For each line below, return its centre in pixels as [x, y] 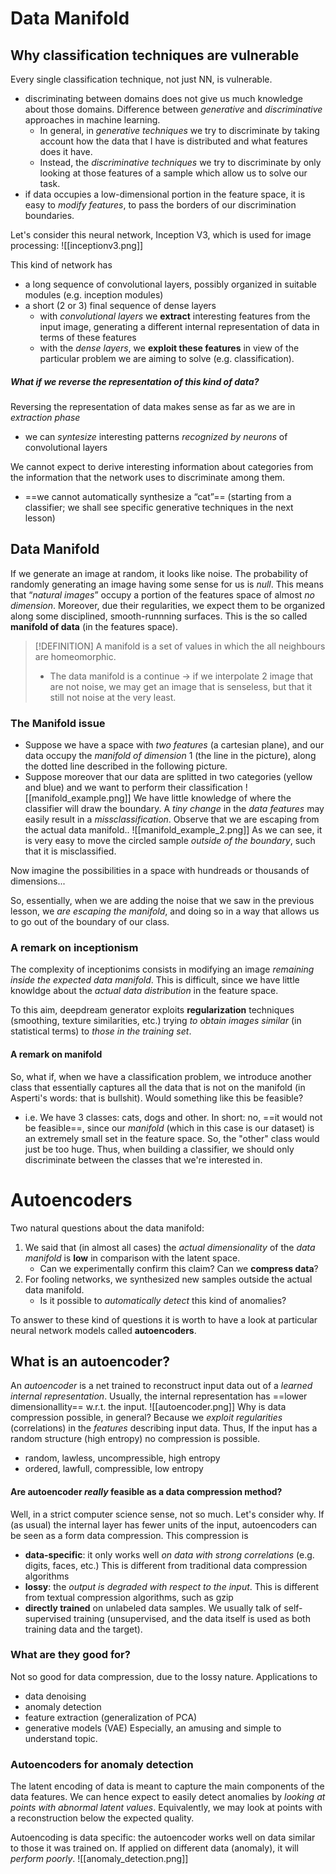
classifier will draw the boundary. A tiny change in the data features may [174, 809]
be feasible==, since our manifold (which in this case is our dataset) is [169, 1128]
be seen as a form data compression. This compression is [129, 1535]
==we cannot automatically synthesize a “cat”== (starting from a [158, 496]
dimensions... [38, 881]
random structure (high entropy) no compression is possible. [135, 1439]
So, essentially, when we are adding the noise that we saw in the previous [162, 901]
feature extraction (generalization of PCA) [111, 1717]
